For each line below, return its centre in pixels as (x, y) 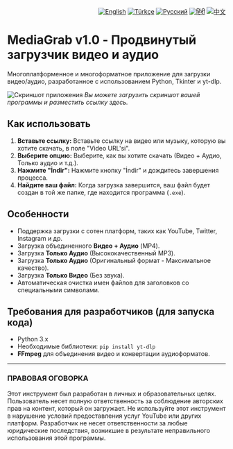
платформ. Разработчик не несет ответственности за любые (98, 423)
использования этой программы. (57, 438)
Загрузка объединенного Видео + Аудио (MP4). (88, 246)
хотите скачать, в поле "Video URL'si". (74, 148)
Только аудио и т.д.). (48, 162)
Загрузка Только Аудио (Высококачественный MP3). (96, 253)
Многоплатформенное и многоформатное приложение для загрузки (109, 74)
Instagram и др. (40, 238)
